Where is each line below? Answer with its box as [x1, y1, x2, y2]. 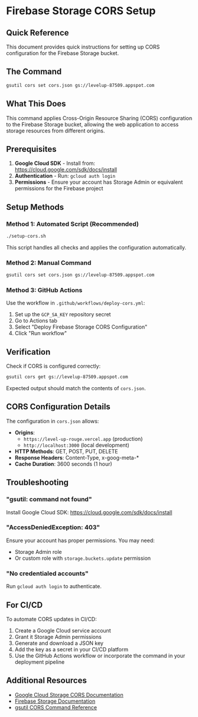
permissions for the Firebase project [14, 185, 103, 192]
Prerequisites [6, 144, 57, 154]
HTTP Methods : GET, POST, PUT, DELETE [14, 447, 118, 455]
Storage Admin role [14, 548, 62, 555]
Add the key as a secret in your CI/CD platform [14, 645, 129, 653]
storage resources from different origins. [6, 127, 105, 134]
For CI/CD [6, 600, 43, 610]
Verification [6, 347, 51, 357]
